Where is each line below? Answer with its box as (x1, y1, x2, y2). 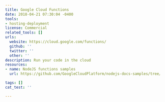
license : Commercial (5, 26, 48, 31)
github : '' (9, 44, 32, 49)
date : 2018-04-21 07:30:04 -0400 (5, 12, 74, 17)
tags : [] (5, 80, 23, 85)
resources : (5, 62, 27, 67)
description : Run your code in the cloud (5, 58, 91, 63)
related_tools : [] (5, 30, 43, 35)
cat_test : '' (5, 85, 32, 90)
